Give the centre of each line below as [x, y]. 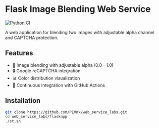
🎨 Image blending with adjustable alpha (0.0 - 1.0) [63, 65]
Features [19, 53]
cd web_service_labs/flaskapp [36, 117]
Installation [23, 101]
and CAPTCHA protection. [32, 38]
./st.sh [13, 121]
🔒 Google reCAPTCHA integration [46, 71]
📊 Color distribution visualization [46, 78]
